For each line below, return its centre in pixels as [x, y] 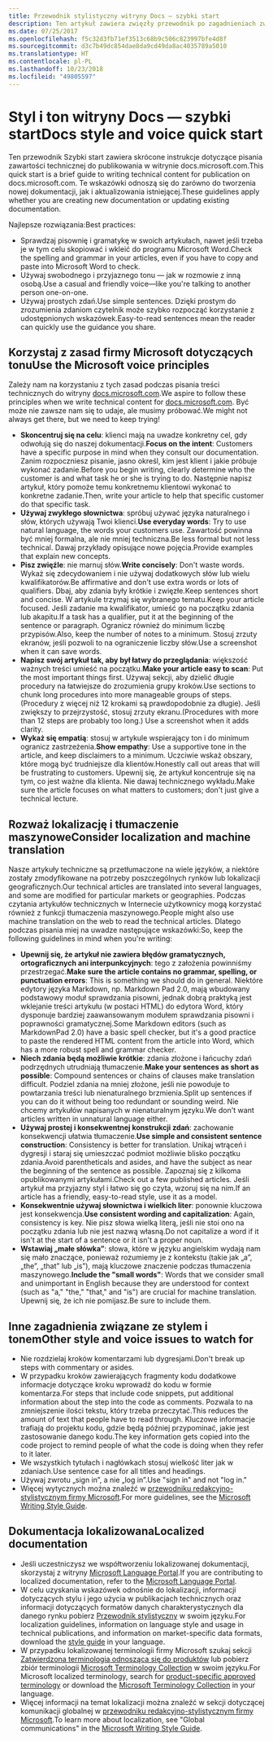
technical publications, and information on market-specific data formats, [141, 1633]
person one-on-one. [54, 292]
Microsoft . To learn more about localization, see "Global [112, 1719]
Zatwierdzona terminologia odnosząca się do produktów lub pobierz [134, 1659]
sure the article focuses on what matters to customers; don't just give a [139, 790]
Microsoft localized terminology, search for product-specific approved [138, 1676]
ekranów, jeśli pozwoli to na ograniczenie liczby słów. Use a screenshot [139, 643]
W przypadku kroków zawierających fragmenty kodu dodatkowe [128, 1376]
